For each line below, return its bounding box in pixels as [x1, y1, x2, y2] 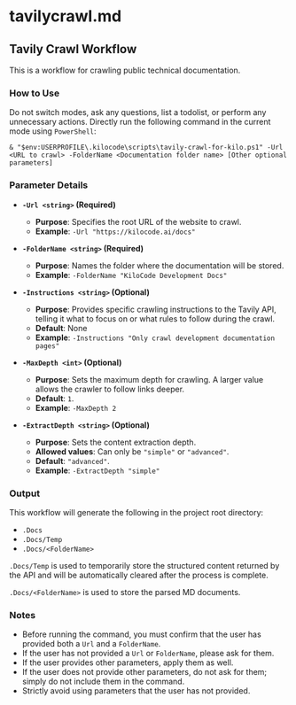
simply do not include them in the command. [21, 676, 185, 687]
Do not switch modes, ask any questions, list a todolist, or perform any [9, 107, 267, 118]
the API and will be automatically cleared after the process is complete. [9, 569, 269, 580]
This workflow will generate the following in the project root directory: [9, 507, 264, 517]
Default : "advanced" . [35, 455, 110, 466]
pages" [35, 341, 60, 351]
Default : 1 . [35, 392, 74, 404]
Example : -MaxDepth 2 [35, 402, 117, 413]
